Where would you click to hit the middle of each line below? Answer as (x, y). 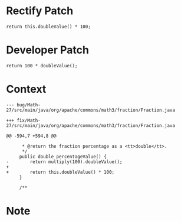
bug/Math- (29, 105)
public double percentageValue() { (63, 157)
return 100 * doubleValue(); (42, 66)
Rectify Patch (40, 11)
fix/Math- (29, 120)
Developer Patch (48, 50)
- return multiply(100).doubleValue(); (64, 162)
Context (26, 89)
